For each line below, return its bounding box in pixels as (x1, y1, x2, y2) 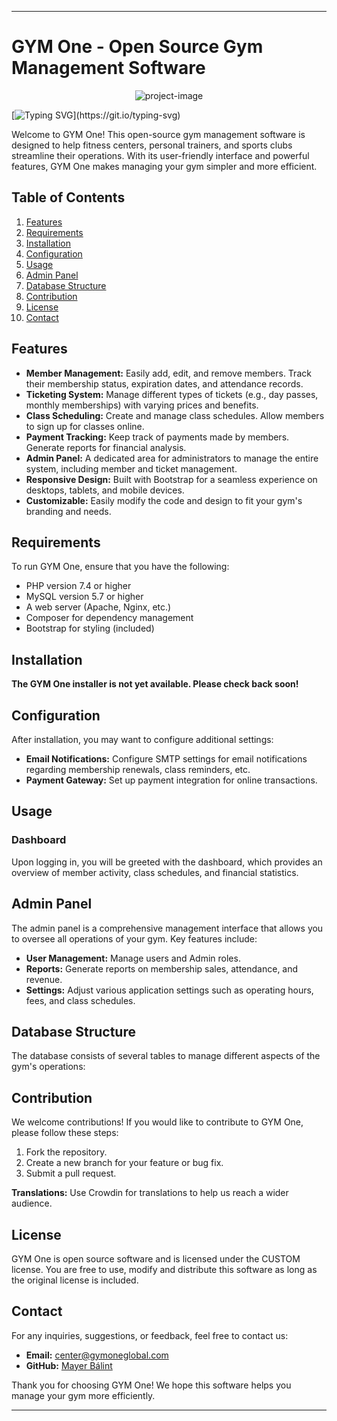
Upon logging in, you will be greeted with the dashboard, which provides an (11, 856, 323, 868)
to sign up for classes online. (25, 420, 145, 432)
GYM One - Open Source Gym (11, 36, 264, 58)
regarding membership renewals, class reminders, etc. (25, 764, 251, 775)
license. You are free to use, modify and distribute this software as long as (11, 1263, 318, 1275)
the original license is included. (11, 1274, 139, 1286)
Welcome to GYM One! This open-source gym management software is (11, 128, 306, 140)
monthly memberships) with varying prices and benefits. (25, 399, 259, 411)
